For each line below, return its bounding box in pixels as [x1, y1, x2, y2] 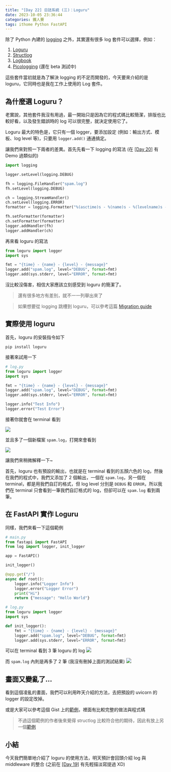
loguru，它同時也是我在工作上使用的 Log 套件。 [5, 81, 105, 87]
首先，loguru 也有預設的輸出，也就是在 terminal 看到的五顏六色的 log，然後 [5, 468, 163, 474]
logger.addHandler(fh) [5, 223, 53, 228]
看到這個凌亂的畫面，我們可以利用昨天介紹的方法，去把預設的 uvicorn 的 [5, 689, 158, 695]
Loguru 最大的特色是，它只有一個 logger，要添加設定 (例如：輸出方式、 [5, 129, 155, 135]
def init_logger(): [5, 623, 47, 628]
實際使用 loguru [5, 320, 55, 329]
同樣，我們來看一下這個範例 [5, 524, 64, 530]
